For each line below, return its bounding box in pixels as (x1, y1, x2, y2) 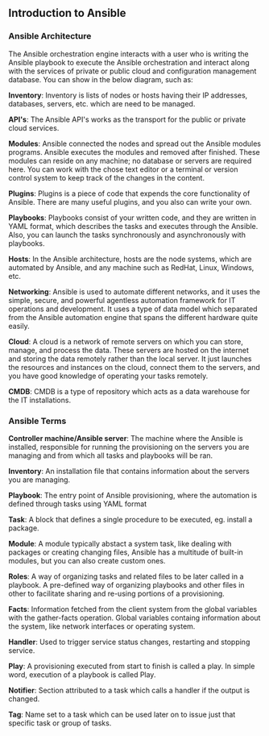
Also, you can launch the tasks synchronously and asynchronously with (8, 230, 246, 239)
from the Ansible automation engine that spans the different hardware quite (8, 312, 259, 322)
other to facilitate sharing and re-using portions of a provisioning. (8, 588, 226, 598)
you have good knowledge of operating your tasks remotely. (8, 371, 209, 380)
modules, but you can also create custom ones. (8, 555, 166, 565)
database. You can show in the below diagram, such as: (8, 74, 193, 84)
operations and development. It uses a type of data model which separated (8, 304, 258, 314)
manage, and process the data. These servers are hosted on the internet (8, 345, 250, 355)
